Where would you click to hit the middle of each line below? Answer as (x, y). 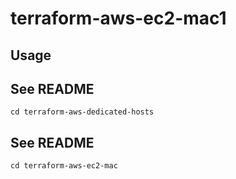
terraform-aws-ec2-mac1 (118, 18)
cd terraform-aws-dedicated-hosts (82, 112)
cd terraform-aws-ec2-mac (64, 166)
